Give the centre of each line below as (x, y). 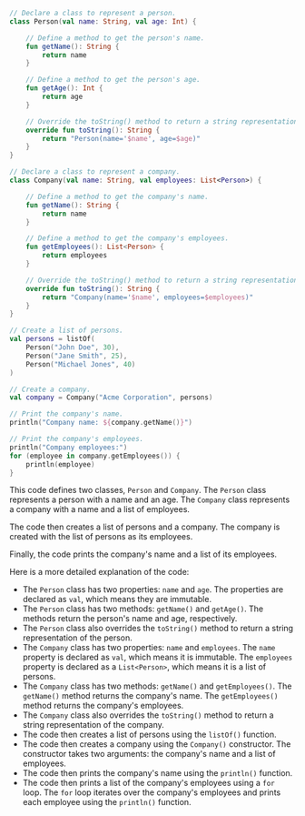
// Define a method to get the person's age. (113, 80)
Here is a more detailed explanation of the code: (99, 572)
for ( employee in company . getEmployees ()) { (95, 456)
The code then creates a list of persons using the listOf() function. (149, 735)
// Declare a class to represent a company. (95, 172)
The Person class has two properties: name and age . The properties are (153, 589)
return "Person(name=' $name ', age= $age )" (122, 138)
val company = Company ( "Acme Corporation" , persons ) (111, 398)
